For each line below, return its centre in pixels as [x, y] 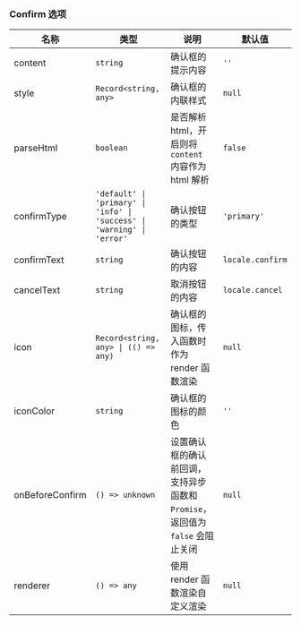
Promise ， [191, 509]
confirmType [40, 217]
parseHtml [36, 148]
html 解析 [189, 180]
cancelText [37, 290]
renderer [32, 586]
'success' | [120, 221]
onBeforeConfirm [50, 495]
